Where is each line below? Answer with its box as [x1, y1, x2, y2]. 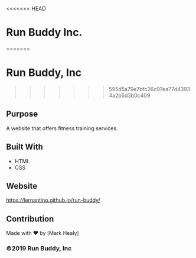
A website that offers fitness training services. [6, 124, 118, 132]
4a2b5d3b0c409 [109, 92, 151, 99]
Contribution [6, 214, 54, 224]
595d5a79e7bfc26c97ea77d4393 [109, 85, 191, 92]
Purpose [6, 109, 38, 119]
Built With [6, 142, 43, 152]
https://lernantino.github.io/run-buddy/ [6, 196, 100, 204]
